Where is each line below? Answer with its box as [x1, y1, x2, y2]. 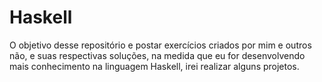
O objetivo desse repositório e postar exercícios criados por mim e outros [9, 39, 312, 51]
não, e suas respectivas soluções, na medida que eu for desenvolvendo [9, 49, 306, 61]
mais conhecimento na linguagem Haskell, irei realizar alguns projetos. [9, 60, 300, 72]
